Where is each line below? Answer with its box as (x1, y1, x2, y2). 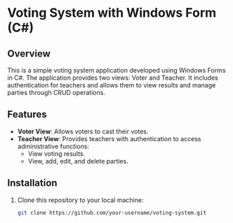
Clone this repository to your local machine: (17, 196, 144, 204)
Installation (7, 177, 58, 189)
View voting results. (27, 149, 86, 158)
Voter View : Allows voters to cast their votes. (17, 127, 149, 136)
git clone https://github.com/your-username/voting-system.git (17, 209, 207, 216)
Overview (7, 48, 51, 59)
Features (7, 108, 47, 120)
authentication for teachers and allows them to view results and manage (7, 81, 216, 89)
